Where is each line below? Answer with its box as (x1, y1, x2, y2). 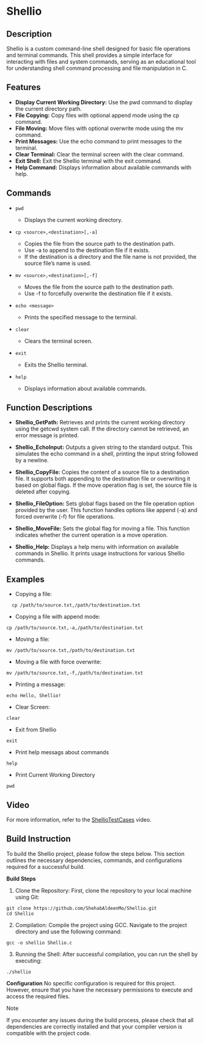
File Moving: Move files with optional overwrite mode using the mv (15, 124, 184, 132)
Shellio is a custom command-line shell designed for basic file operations (6, 45, 191, 52)
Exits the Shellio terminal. (24, 361, 89, 369)
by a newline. (15, 457, 49, 464)
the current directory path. (15, 105, 82, 112)
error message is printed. (15, 432, 79, 439)
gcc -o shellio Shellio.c (6, 939, 72, 946)
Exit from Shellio (15, 726, 57, 733)
